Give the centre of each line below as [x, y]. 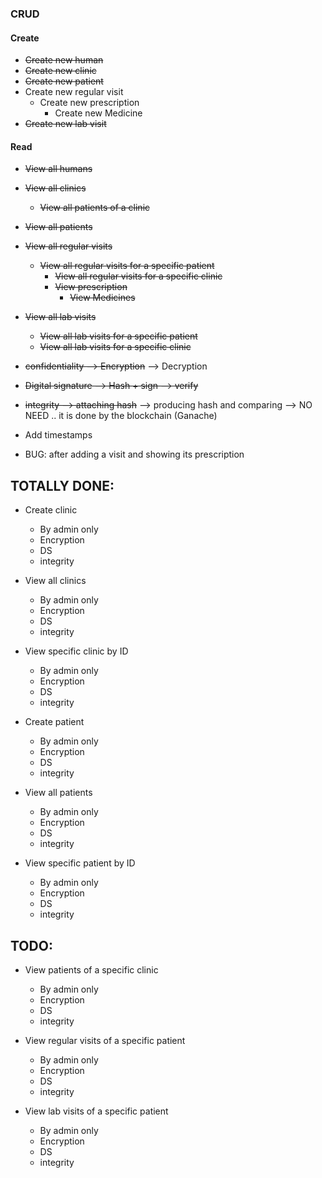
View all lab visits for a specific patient [118, 336]
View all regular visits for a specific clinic [138, 276]
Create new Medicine [98, 113]
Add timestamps [58, 435]
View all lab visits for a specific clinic [115, 347]
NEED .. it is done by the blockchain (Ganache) [121, 416]
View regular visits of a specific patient [105, 1040]
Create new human [64, 60]
